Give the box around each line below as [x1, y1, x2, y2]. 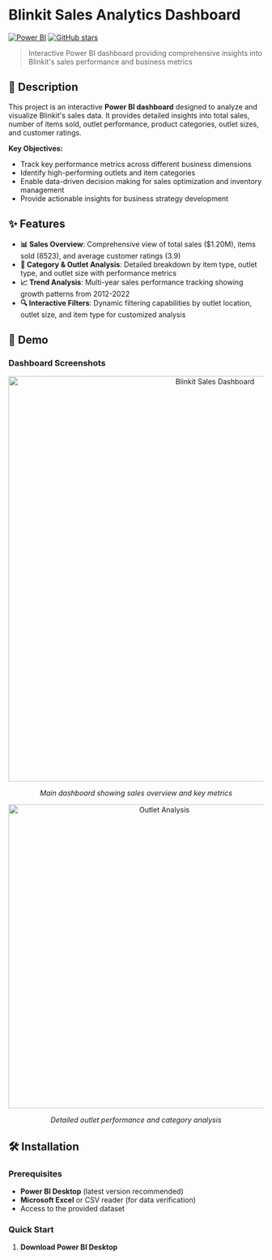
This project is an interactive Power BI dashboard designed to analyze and [8, 101, 257, 111]
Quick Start [8, 1224, 54, 1235]
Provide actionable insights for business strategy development [19, 193, 229, 204]
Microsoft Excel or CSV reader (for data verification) [19, 1194, 197, 1205]
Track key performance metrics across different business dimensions [19, 159, 253, 169]
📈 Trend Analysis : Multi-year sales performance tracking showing [19, 277, 244, 287]
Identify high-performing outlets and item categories [19, 168, 196, 178]
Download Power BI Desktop [19, 1242, 118, 1252]
